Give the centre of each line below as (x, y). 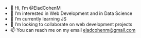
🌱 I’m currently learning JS (38, 19)
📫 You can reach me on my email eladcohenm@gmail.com (73, 30)
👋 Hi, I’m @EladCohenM (35, 8)
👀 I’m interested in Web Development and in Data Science (71, 13)
